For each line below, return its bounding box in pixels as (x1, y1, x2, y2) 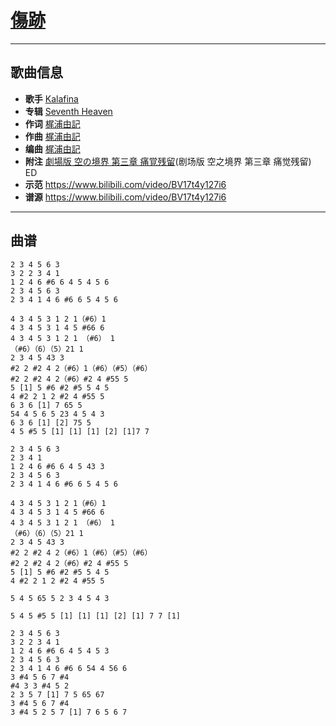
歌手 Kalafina (24, 92, 79, 105)
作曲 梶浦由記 (24, 130, 81, 142)
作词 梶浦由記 (24, 117, 81, 130)
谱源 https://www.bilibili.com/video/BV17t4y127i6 (24, 191, 227, 203)
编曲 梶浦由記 (24, 142, 81, 155)
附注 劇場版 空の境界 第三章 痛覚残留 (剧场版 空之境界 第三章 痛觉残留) (24, 155, 312, 167)
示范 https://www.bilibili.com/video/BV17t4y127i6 (24, 178, 227, 190)
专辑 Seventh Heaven (24, 105, 113, 117)
